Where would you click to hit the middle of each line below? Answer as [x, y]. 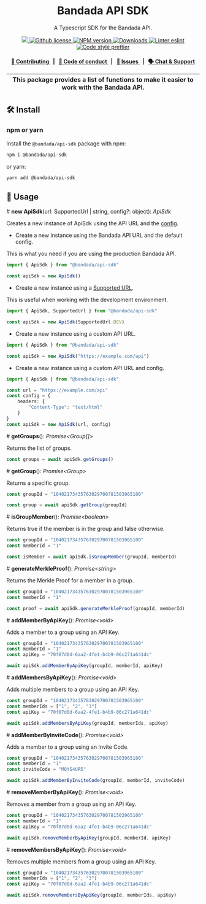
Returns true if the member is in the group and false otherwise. [86, 529]
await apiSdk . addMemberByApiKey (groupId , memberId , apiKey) [85, 666]
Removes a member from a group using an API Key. [71, 804]
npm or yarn [25, 130]
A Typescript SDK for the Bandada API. [103, 28]
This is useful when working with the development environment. [87, 300]
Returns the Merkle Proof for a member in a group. [70, 580]
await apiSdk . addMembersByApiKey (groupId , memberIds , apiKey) [87, 723]
